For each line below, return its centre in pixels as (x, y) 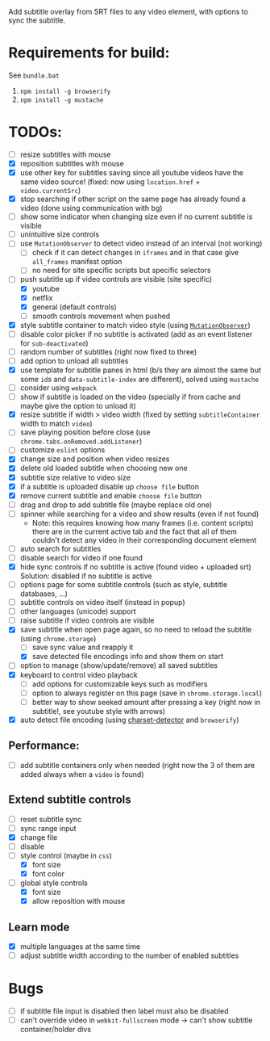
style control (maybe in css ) (66, 855)
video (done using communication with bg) (91, 208)
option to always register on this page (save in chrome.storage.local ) (147, 693)
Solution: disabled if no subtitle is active (86, 576)
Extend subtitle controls (70, 800)
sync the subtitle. (37, 20)
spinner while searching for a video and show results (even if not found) (139, 514)
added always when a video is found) (82, 774)
